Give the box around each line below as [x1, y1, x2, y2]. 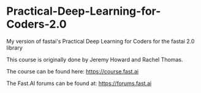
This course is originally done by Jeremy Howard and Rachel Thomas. [6, 56, 183, 63]
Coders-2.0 [6, 17, 67, 31]
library [6, 44, 23, 51]
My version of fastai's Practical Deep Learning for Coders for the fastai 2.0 [6, 37, 195, 45]
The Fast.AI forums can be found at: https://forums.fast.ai [6, 80, 152, 87]
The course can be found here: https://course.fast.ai [6, 67, 139, 75]
